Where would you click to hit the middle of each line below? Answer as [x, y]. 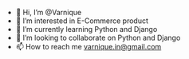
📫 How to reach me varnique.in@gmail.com [89, 47]
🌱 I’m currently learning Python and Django [87, 29]
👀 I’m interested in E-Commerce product [82, 21]
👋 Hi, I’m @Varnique [49, 12]
